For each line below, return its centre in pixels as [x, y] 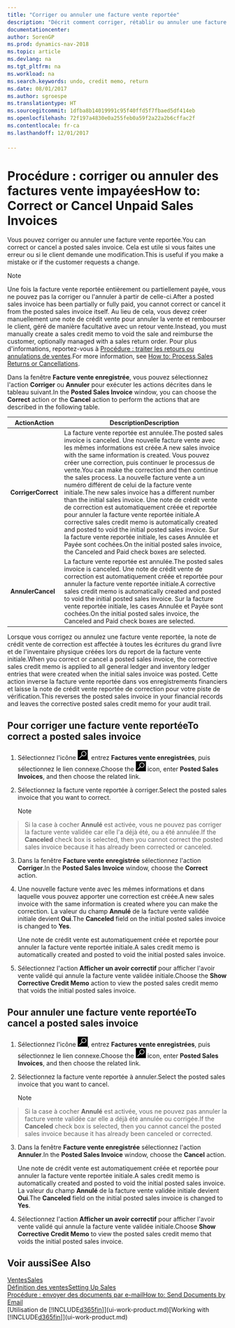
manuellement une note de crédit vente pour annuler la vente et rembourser [116, 319]
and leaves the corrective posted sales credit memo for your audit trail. [109, 703]
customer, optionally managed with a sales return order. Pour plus [102, 341]
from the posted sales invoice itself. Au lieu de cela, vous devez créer [107, 312]
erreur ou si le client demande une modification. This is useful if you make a [115, 255]
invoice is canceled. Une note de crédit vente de [133, 569]
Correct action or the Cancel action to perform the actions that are [104, 400]
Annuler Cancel [33, 591]
